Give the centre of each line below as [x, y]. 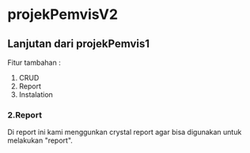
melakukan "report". [40, 140]
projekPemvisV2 [63, 15]
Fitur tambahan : [34, 62]
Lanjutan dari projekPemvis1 [79, 44]
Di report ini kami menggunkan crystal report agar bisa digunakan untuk [125, 132]
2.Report [25, 114]
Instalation [36, 95]
